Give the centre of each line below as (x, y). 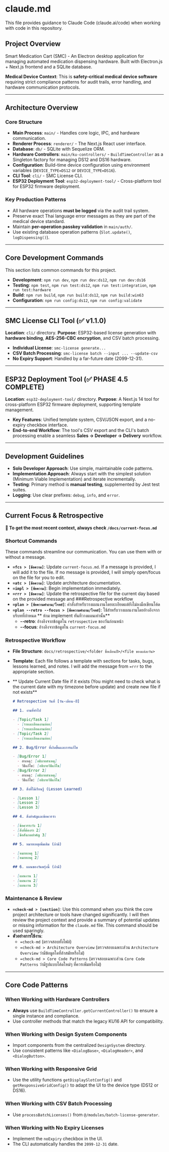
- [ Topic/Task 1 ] (31, 720)
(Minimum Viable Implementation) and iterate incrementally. (74, 479)
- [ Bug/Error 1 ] (29, 757)
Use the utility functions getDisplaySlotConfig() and (67, 1080)
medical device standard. (39, 221)
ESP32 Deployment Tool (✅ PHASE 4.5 (67, 379)
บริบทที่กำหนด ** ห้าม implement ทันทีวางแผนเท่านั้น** (61, 616)
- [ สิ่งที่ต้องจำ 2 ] (27, 830)
